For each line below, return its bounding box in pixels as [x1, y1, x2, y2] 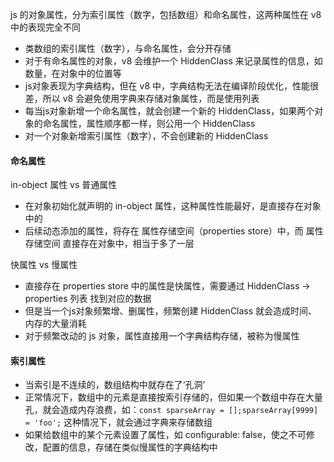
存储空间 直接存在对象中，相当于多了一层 [24, 238, 195, 250]
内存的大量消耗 [24, 318, 87, 330]
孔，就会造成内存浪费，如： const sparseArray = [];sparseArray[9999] [24, 404, 319, 416]
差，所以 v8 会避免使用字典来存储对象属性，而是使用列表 [24, 93, 260, 104]
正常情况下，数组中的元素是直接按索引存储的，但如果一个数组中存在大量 [24, 391, 323, 403]
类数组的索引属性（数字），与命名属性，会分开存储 [24, 43, 232, 54]
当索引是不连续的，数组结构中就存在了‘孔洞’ [24, 379, 206, 391]
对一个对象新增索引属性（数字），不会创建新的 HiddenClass [24, 130, 269, 142]
